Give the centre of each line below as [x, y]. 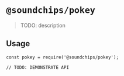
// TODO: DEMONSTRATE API [37, 67]
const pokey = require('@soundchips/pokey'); [62, 57]
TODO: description [43, 25]
